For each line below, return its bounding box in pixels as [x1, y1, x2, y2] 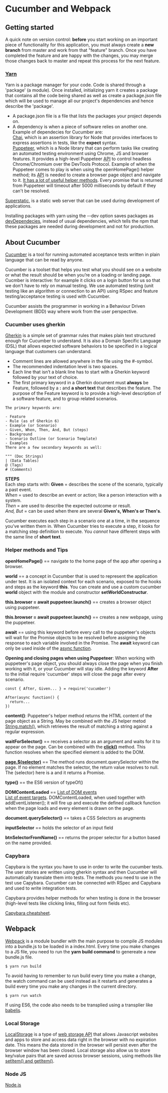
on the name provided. [5, 840, 52, 846]
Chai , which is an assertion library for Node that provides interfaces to [12, 134, 158, 141]
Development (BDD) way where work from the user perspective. [5, 308, 138, 315]
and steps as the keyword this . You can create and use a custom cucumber [5, 584, 161, 590]
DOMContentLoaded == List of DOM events [5, 789, 97, 795]
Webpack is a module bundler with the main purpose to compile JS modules [5, 938, 163, 944]
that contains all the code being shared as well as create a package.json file [5, 93, 162, 99]
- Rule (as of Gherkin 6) [5, 419, 59, 424]
